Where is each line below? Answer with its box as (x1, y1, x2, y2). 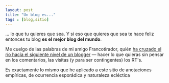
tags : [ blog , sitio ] (5, 17, 50, 22)
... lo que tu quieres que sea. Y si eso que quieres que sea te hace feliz (5, 31, 154, 37)
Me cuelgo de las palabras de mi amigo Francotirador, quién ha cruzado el (5, 46, 162, 52)
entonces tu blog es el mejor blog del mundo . (5, 36, 102, 42)
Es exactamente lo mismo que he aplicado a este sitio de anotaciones (5, 67, 152, 73)
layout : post (5, 7, 33, 13)
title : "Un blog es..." (5, 12, 56, 17)
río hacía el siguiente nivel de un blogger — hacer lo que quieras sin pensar (5, 51, 164, 58)
